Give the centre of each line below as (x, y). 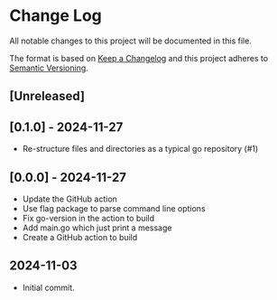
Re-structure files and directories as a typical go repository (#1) (140, 149)
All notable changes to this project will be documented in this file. (131, 41)
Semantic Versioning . (49, 68)
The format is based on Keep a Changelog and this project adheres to (139, 58)
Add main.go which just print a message (97, 228)
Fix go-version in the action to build (88, 218)
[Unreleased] (47, 96)
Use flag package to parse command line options (114, 208)
